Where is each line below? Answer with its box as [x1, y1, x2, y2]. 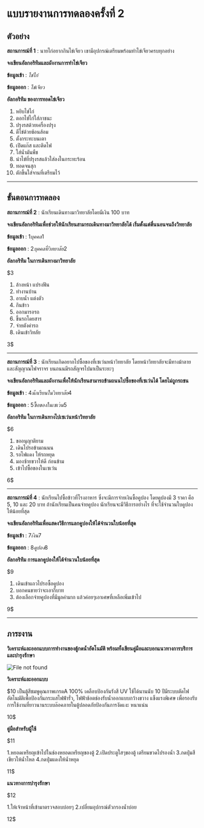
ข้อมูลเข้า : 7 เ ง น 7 [7, 531, 42, 539]
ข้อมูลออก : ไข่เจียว [7, 84, 45, 91]
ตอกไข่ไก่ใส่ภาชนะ [15, 114, 52, 122]
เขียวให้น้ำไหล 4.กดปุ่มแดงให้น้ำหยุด [7, 755, 79, 763]
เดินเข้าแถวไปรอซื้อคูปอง [15, 579, 64, 587]
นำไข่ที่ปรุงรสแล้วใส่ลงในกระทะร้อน [15, 156, 86, 162]
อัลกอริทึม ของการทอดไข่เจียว [7, 96, 65, 103]
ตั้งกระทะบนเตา [15, 135, 47, 142]
